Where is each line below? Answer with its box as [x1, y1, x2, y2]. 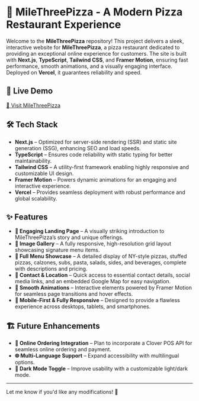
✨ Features [6, 212, 48, 222]
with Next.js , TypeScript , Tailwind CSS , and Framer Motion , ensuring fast [6, 56, 188, 63]
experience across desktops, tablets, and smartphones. [14, 303, 151, 310]
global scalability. [14, 195, 57, 202]
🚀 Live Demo [6, 86, 53, 96]
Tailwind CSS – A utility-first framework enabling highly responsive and [14, 163, 190, 170]
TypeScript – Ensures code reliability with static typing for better [14, 151, 173, 158]
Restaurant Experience [6, 18, 121, 31]
